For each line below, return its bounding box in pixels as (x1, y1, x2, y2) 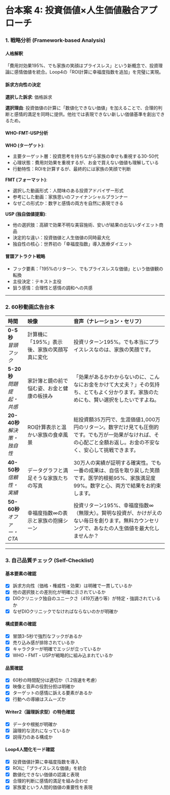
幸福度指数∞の (27, 510, 63, 517)
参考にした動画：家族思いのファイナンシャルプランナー (12, 194, 128, 200)
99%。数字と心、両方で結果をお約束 (73, 482, 161, 489)
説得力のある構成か (12, 733, 53, 740)
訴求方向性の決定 (5, 81, 41, 87)
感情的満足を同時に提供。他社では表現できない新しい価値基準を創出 (14, 111, 156, 117)
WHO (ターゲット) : (5, 142, 45, 148)
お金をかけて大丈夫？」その (83, 381, 150, 388)
